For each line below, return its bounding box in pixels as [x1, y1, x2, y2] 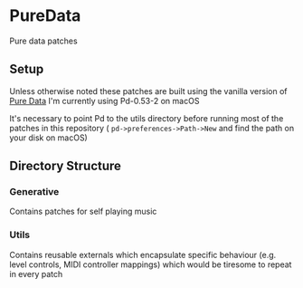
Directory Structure [9, 158, 122, 174]
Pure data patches [9, 35, 79, 46]
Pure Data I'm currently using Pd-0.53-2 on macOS [9, 95, 200, 106]
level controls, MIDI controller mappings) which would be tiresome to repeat [9, 259, 292, 270]
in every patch [9, 268, 63, 279]
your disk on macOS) [9, 132, 88, 143]
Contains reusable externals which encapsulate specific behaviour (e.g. [9, 249, 277, 260]
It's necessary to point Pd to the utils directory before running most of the [9, 112, 284, 123]
